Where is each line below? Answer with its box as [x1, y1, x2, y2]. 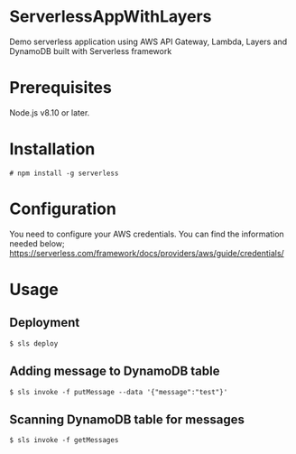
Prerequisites [9, 78, 113, 98]
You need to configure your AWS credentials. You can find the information [9, 228, 284, 239]
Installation [9, 139, 96, 160]
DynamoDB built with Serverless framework [9, 45, 172, 56]
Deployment [9, 315, 80, 330]
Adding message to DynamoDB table [9, 364, 220, 379]
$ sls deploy [9, 338, 59, 348]
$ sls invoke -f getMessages [9, 436, 119, 445]
